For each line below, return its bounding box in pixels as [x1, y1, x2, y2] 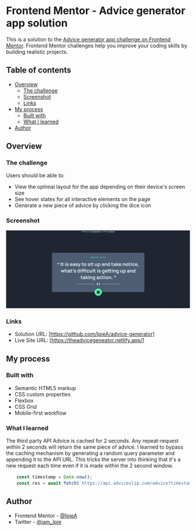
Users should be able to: [6, 172, 65, 179]
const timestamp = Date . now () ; [16, 474, 93, 480]
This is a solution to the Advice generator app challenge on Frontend [6, 36, 171, 43]
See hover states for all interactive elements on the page [14, 196, 150, 203]
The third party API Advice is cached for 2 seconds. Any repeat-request [6, 437, 179, 444]
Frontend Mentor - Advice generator [6, 4, 185, 18]
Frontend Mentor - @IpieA [14, 512, 78, 519]
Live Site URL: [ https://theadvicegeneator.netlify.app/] [14, 337, 145, 344]
